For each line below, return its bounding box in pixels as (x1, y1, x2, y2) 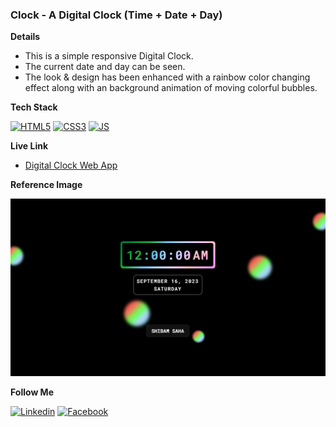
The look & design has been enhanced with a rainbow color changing (24, 71, 311, 83)
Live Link (10, 140, 49, 152)
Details (10, 31, 41, 43)
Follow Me (10, 386, 54, 398)
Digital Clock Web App (24, 159, 118, 172)
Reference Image (10, 179, 83, 191)
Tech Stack (10, 101, 58, 113)
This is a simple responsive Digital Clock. (24, 50, 194, 62)
